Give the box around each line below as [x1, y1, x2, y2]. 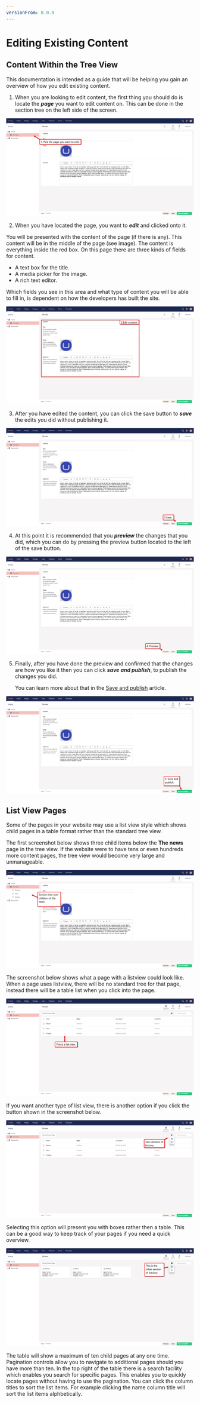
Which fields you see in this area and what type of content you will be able [6, 288, 189, 295]
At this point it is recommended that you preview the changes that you [14, 532, 188, 539]
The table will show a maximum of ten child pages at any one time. [6, 1352, 170, 1359]
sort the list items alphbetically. [6, 1390, 82, 1397]
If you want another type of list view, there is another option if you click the [6, 1102, 190, 1109]
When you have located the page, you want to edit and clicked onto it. [14, 222, 187, 229]
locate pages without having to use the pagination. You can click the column [6, 1377, 193, 1384]
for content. [6, 252, 35, 259]
